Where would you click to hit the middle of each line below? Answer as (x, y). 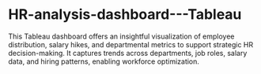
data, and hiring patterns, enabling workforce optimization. (104, 61)
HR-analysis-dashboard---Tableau (125, 15)
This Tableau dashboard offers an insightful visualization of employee (121, 36)
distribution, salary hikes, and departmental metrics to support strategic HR (131, 44)
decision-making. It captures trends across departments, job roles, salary (128, 53)
